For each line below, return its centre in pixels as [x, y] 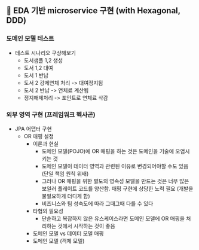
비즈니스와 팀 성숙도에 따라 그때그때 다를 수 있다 [97, 203]
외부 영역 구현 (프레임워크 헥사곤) [51, 114]
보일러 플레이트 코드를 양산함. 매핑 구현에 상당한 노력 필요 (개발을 [117, 188]
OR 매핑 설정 [39, 136]
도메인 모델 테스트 [30, 39]
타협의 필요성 [48, 211]
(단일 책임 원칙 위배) [65, 173]
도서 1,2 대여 [39, 68]
